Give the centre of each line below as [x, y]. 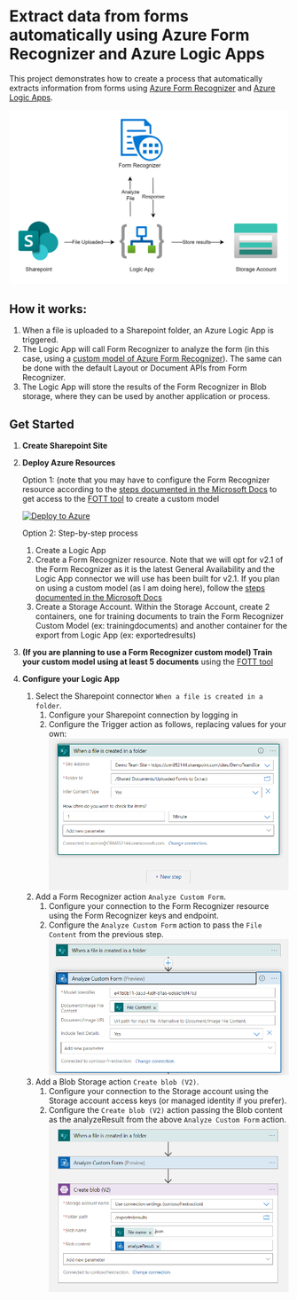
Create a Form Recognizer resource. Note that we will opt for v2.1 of [159, 560]
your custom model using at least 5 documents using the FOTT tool [147, 662]
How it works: [48, 309]
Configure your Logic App [70, 679]
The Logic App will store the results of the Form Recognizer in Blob [145, 387]
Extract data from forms [99, 16]
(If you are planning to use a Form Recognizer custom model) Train [147, 653]
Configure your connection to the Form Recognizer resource [159, 905]
